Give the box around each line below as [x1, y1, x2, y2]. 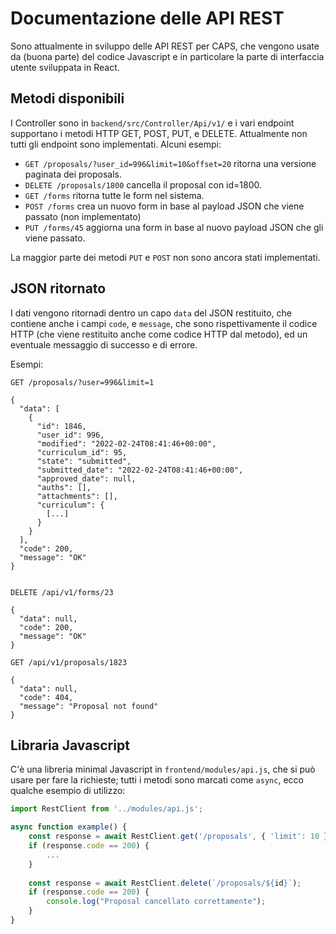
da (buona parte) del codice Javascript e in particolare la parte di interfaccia [10, 50, 325, 62]
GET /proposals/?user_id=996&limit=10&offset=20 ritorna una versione [24, 157, 317, 169]
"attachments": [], [36, 491, 118, 501]
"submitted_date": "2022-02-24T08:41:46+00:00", [36, 465, 244, 475]
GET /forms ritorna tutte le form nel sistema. [24, 189, 205, 201]
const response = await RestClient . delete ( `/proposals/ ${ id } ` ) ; [28, 878, 302, 888]
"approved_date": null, [36, 473, 137, 484]
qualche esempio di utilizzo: [10, 785, 126, 797]
